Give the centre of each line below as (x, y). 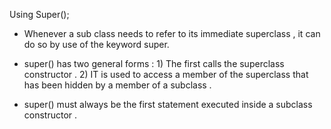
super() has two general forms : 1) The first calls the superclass (154, 63)
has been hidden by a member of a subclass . (117, 85)
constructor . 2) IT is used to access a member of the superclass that (166, 74)
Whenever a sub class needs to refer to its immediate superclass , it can (172, 33)
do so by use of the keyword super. (96, 44)
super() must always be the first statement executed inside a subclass (168, 104)
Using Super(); (39, 14)
